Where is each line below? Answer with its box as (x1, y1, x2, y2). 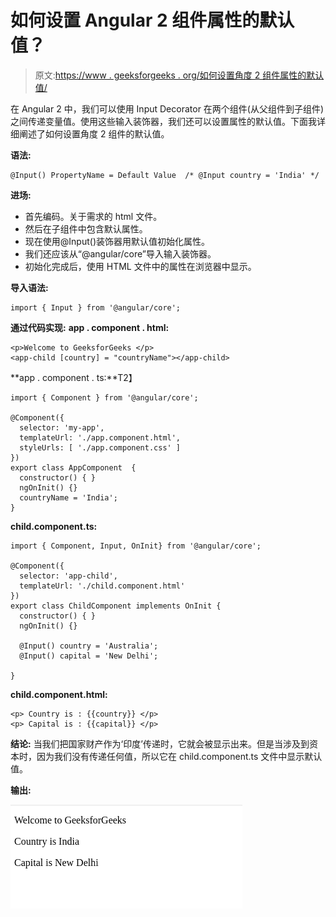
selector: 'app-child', (19, 571, 118, 581)
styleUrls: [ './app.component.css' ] (19, 442, 182, 453)
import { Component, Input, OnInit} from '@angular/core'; (10, 541, 262, 551)
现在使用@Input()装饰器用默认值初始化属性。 (24, 235, 210, 247)
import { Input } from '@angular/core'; (10, 302, 182, 313)
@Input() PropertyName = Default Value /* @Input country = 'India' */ (10, 170, 320, 180)
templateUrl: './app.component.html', (19, 432, 182, 443)
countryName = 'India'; (19, 492, 118, 503)
